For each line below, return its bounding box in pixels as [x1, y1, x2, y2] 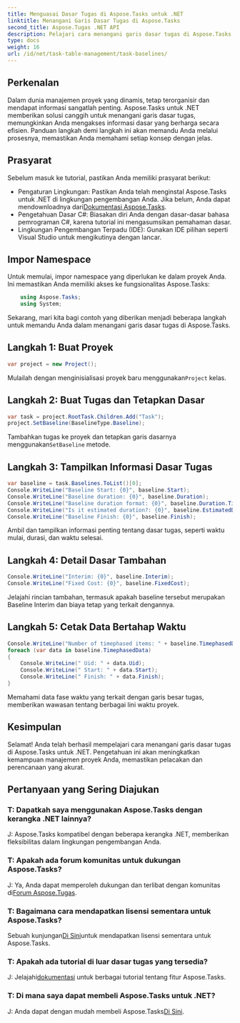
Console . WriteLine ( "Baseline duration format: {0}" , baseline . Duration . [7, 499, 229, 507]
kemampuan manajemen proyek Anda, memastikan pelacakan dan [7, 755, 203, 764]
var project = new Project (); [7, 360, 98, 368]
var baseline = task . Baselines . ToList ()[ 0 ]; [7, 480, 142, 487]
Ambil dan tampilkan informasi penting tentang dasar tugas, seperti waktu [7, 526, 225, 534]
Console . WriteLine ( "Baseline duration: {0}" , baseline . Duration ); [7, 493, 209, 500]
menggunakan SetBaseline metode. [7, 440, 111, 449]
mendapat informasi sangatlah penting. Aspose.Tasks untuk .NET [7, 103, 200, 111]
